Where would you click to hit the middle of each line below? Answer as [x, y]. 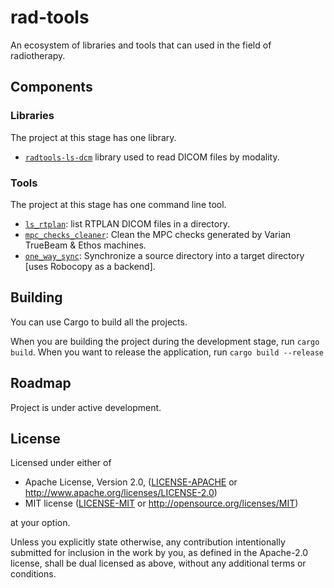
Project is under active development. [86, 407]
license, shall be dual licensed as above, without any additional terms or [158, 563]
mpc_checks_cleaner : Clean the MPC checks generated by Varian [158, 234]
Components [51, 87]
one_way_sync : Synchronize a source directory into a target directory [164, 255]
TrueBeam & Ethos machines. [85, 245]
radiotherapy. [38, 55]
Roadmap [41, 383]
